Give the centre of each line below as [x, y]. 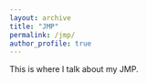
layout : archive [40, 18]
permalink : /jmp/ [42, 35]
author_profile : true [51, 43]
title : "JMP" [34, 26]
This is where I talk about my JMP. [74, 69]
